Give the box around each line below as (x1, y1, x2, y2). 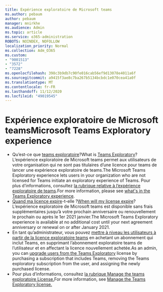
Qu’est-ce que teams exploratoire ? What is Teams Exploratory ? (12, 152, 138, 157)
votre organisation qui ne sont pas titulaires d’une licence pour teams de (12, 162, 157, 168)
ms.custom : (5, 52, 27, 58)
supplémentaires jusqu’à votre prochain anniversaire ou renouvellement (12, 209, 156, 215)
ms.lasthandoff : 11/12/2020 (5, 89, 62, 94)
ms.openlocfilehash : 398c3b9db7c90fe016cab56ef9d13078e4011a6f (5, 71, 136, 76)
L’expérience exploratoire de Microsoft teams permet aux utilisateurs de (12, 157, 157, 163)
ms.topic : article (5, 30, 42, 35)
